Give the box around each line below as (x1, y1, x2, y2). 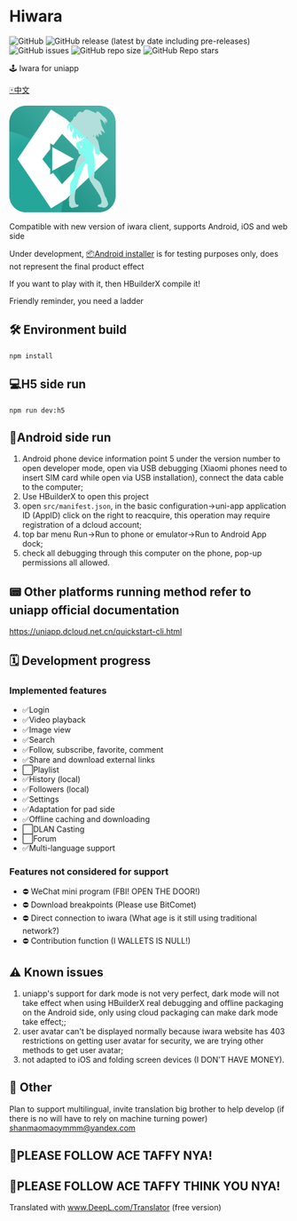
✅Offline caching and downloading (21, 813, 151, 824)
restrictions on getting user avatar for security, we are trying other (21, 1035, 264, 1046)
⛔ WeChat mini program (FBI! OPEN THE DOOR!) (21, 886, 201, 897)
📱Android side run (9, 429, 112, 445)
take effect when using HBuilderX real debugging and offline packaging (21, 997, 284, 1008)
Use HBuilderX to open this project (21, 491, 149, 502)
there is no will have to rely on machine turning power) (9, 1113, 208, 1123)
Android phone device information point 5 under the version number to (21, 453, 281, 464)
